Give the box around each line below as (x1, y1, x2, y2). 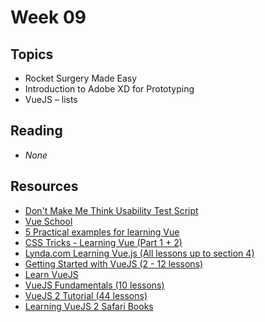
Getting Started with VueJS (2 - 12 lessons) (24, 257, 204, 270)
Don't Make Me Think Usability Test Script (24, 204, 199, 216)
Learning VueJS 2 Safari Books (24, 300, 154, 312)
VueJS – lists (24, 94, 78, 105)
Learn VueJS (24, 268, 79, 280)
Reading (10, 122, 63, 140)
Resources (10, 178, 79, 195)
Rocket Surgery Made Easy (24, 72, 138, 84)
